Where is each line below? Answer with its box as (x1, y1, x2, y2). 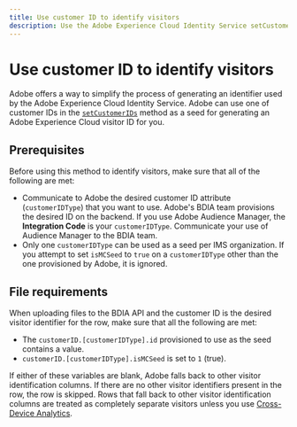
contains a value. (21, 344, 85, 354)
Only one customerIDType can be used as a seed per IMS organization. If (21, 240, 285, 251)
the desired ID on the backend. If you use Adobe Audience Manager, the (21, 212, 286, 222)
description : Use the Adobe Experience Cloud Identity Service (9, 21, 247, 30)
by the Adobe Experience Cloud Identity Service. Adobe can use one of (9, 98, 270, 109)
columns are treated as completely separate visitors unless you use (9, 399, 255, 409)
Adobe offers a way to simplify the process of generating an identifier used (9, 89, 283, 99)
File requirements (9, 284, 109, 299)
